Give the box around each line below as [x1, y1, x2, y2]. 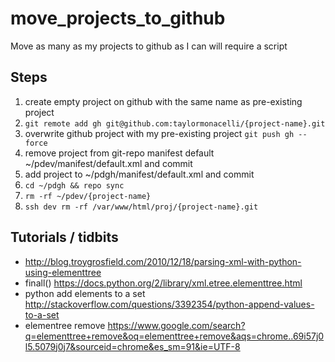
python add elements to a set [24, 287, 146, 299]
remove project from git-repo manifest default [24, 147, 215, 159]
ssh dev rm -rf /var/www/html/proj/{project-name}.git [24, 202, 259, 212]
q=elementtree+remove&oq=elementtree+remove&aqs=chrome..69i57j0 [24, 330, 325, 342]
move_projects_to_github [10, 7, 226, 30]
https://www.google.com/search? [107, 319, 246, 331]
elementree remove [24, 319, 106, 331]
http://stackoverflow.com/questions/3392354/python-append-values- [24, 298, 315, 310]
